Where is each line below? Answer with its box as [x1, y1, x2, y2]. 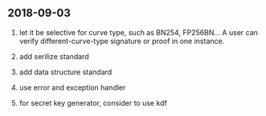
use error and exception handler [18, 82, 126, 92]
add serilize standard [18, 51, 89, 61]
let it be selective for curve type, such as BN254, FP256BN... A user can [18, 27, 259, 37]
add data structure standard [18, 67, 113, 77]
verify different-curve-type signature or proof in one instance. [18, 36, 225, 46]
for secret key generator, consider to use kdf [18, 98, 168, 107]
